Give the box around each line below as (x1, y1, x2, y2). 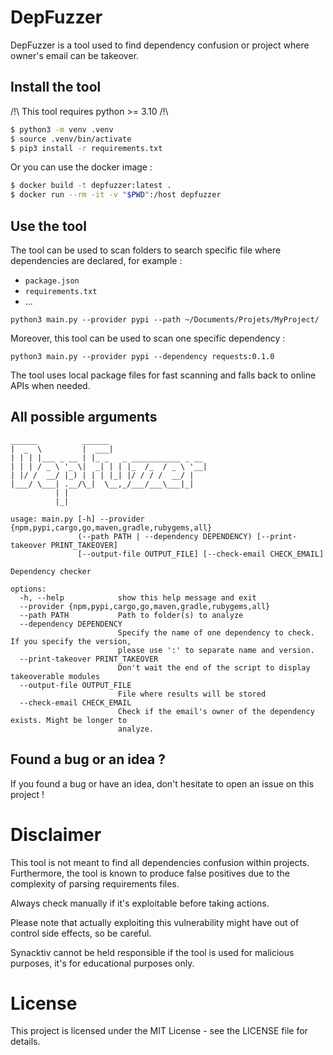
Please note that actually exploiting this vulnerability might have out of (10, 916, 300, 928)
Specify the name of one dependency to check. (117, 627, 315, 638)
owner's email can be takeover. (10, 49, 140, 61)
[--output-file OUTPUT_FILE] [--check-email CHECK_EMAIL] (77, 549, 325, 559)
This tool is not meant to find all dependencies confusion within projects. (10, 856, 310, 868)
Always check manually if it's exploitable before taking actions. (10, 897, 270, 909)
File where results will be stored (117, 689, 267, 699)
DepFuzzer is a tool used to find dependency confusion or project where (10, 39, 310, 51)
